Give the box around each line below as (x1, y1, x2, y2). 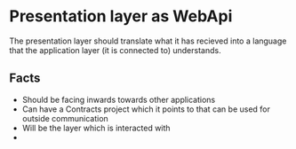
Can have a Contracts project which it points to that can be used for (21, 104, 271, 114)
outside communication (21, 113, 108, 123)
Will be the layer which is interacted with (21, 122, 171, 133)
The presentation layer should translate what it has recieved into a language (9, 35, 287, 46)
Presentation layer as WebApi (9, 6, 233, 27)
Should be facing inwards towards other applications (21, 94, 216, 105)
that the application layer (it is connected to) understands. (9, 44, 221, 55)
